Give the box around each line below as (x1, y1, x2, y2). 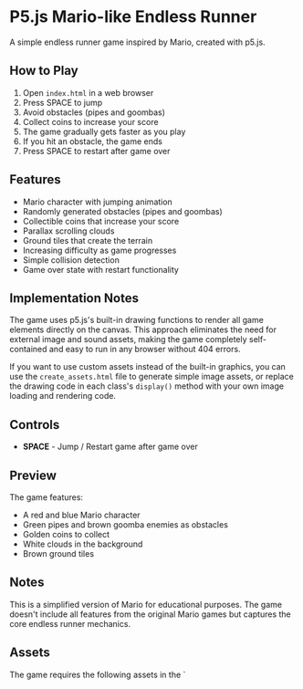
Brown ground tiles (22, 548, 94, 559)
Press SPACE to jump (22, 97, 103, 108)
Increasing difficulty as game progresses (22, 245, 177, 256)
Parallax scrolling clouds (22, 225, 115, 236)
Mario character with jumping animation (22, 196, 173, 207)
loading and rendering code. (9, 391, 117, 402)
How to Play (9, 63, 79, 78)
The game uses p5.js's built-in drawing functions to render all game (9, 315, 265, 326)
